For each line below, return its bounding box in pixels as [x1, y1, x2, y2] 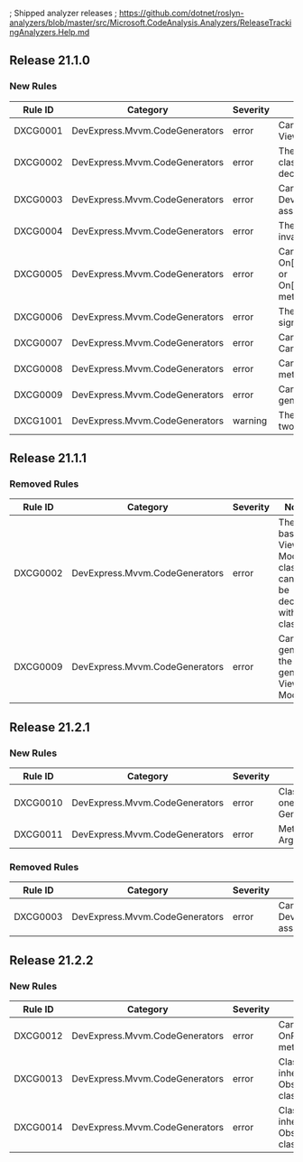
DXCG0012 [14, 1029, 63, 1042]
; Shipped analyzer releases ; [9, 8, 117, 18]
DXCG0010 [14, 796, 63, 809]
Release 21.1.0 [9, 53, 90, 69]
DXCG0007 [14, 336, 63, 349]
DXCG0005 [14, 267, 63, 280]
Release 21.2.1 [9, 720, 90, 735]
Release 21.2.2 [9, 953, 94, 968]
